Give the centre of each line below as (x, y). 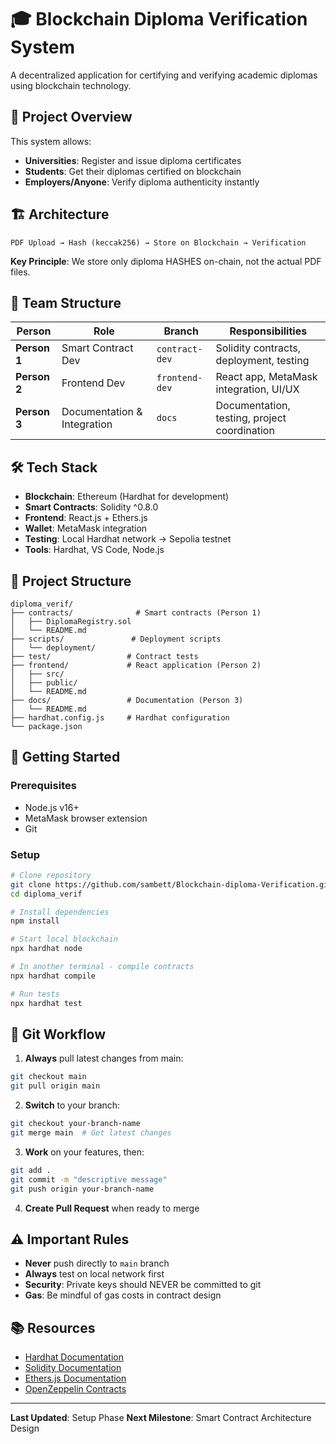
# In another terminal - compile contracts (102, 967)
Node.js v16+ (52, 807)
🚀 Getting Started (65, 757)
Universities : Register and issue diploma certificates (133, 160)
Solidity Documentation (73, 1368)
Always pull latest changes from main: (104, 1058)
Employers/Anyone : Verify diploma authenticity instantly (142, 182)
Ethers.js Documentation (75, 1378)
